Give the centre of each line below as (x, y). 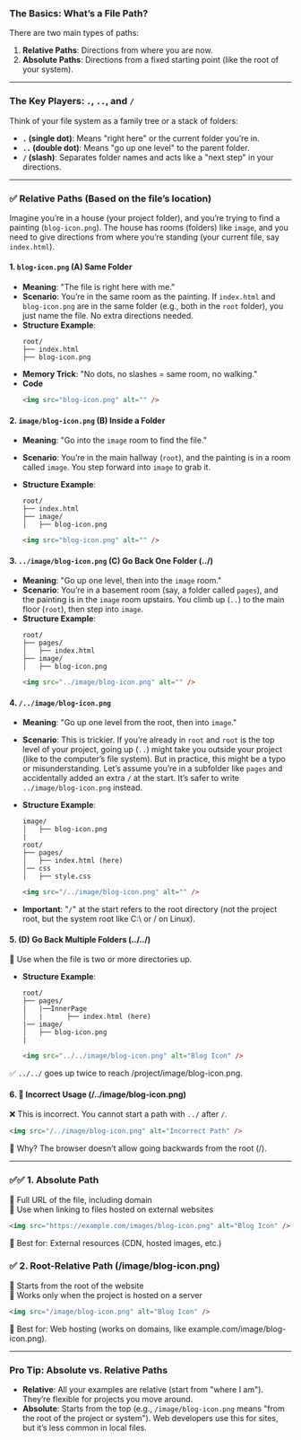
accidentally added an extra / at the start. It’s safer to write (131, 778)
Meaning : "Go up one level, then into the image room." (122, 581)
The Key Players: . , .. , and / (72, 101)
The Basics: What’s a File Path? (79, 13)
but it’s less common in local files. (85, 1427)
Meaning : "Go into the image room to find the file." (115, 440)
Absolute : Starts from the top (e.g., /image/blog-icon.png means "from (153, 1409)
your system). (47, 69)
